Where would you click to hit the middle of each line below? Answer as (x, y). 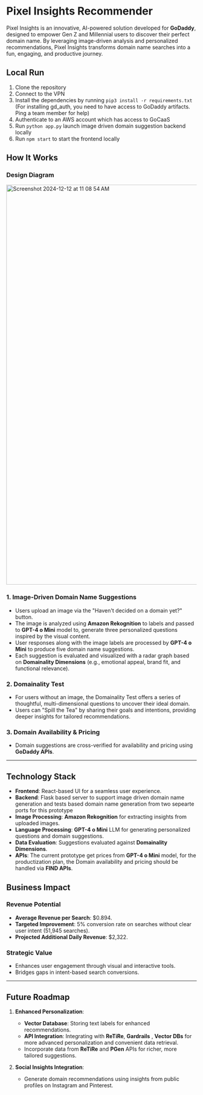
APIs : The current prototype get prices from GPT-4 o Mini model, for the (105, 855)
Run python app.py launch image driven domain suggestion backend (100, 126)
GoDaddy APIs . (34, 752)
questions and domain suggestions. (59, 836)
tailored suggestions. (50, 1055)
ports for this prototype (44, 811)
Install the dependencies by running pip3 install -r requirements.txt (104, 100)
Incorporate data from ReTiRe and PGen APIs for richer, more (100, 1049)
